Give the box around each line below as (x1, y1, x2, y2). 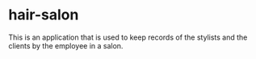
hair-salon (8, 6, 79, 24)
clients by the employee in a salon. (8, 40, 124, 50)
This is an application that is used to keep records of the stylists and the (8, 32, 248, 42)
